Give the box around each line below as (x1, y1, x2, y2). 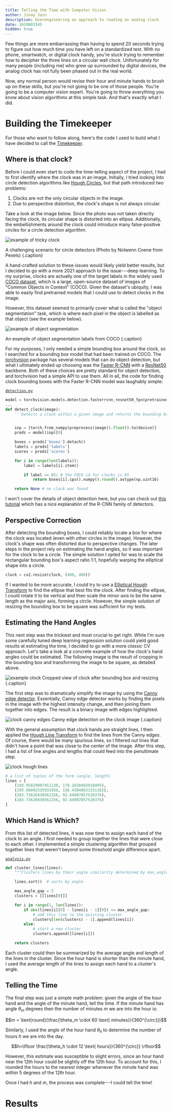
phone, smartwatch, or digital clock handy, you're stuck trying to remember (5, 52, 165, 58)
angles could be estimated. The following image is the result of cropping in (5, 653, 163, 660)
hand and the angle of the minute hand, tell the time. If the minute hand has (5, 1000, 164, 1006)
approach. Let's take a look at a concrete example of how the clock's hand (5, 648, 163, 654)
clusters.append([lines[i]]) (32, 931, 95, 936)
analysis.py (5, 856, 31, 861)
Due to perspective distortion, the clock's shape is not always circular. (12, 200, 161, 206)
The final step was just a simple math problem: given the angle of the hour (5, 994, 162, 1001)
